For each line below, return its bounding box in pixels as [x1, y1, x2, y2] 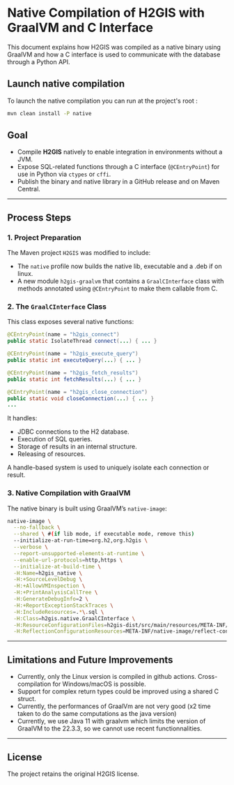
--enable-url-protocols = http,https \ [13, 557, 123, 564]
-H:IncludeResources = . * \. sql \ [13, 608, 104, 615]
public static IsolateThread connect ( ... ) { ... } [7, 337, 157, 345]
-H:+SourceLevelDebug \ [13, 576, 82, 583]
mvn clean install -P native [7, 110, 92, 117]
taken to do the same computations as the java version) [17, 710, 177, 718]
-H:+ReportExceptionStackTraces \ [13, 602, 114, 609]
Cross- [197, 673, 218, 681]
